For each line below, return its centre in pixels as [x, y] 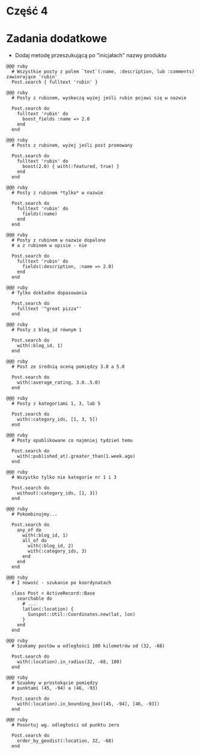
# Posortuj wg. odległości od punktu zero [65, 725]
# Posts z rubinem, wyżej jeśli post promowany [72, 146]
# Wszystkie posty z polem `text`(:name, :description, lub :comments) [103, 72]
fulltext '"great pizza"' [50, 309]
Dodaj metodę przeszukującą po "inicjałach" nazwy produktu [91, 55]
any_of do [29, 530]
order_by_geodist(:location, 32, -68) [65, 741]
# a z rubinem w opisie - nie [49, 246]
